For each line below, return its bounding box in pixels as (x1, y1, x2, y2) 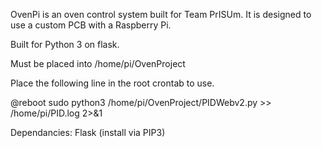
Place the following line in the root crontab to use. (10, 77, 215, 89)
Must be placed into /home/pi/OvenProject (10, 58, 186, 69)
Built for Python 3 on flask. (10, 39, 120, 50)
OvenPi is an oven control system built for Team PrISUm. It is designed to (10, 9, 312, 20)
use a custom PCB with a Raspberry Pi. (10, 19, 172, 31)
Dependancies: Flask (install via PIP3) (10, 127, 166, 138)
